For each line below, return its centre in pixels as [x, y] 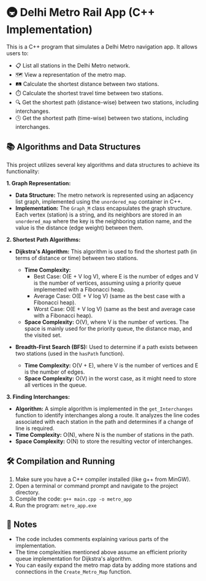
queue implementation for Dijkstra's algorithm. [74, 559]
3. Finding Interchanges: [38, 396]
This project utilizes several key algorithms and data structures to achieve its [103, 164]
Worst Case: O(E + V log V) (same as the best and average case [114, 309]
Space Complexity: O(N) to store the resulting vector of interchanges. [104, 441]
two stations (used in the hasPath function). [70, 353]
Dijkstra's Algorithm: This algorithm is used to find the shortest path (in [106, 251]
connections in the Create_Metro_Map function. [73, 572]
